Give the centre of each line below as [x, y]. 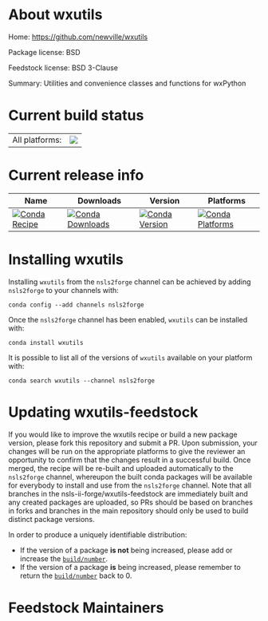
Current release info [76, 175]
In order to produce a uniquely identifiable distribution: [98, 534]
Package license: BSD [45, 52]
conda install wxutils [46, 342]
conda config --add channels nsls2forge [77, 305]
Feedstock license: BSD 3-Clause [63, 67]
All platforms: [37, 140]
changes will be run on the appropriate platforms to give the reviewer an [127, 451]
